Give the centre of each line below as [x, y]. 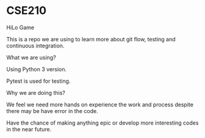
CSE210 [27, 11]
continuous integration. [35, 46]
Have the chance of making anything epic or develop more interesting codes [103, 123]
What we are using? [31, 57]
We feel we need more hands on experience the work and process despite [100, 105]
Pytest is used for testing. [38, 81]
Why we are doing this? [36, 92]
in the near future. [29, 129]
